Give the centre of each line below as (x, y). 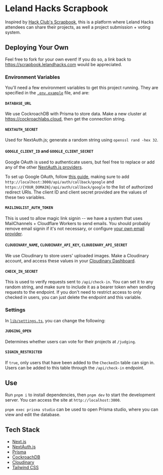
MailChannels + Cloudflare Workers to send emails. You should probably (78, 223)
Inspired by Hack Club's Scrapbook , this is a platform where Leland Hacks (80, 22)
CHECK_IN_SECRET (21, 271)
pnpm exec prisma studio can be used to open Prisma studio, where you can (82, 409)
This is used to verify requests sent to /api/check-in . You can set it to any (79, 282)
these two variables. (25, 197)
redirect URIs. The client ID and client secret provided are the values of (76, 192)
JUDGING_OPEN (18, 331)
